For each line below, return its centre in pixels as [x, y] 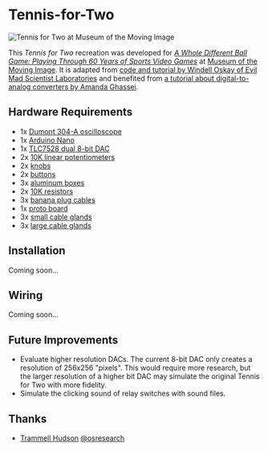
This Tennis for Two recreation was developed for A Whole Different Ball [128, 52]
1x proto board [44, 208]
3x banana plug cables [58, 199]
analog [20, 87]
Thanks [28, 418]
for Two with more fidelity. [63, 385]
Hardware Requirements [71, 112]
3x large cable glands [56, 225]
